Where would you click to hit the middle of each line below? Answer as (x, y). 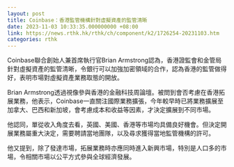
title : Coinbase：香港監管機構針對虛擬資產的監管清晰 (77, 20)
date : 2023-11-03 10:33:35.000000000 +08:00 (73, 26)
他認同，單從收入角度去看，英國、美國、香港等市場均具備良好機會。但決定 (114, 125)
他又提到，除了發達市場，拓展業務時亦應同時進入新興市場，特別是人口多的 (114, 148)
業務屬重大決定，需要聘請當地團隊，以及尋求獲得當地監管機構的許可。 (114, 134)
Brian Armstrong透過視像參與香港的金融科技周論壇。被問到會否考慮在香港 (113, 93)
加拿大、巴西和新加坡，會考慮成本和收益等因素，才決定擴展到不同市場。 (111, 110)
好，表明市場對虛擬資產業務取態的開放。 (65, 78)
